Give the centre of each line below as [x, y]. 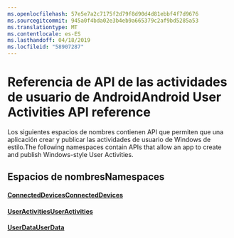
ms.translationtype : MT [43, 27]
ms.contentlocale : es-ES [44, 34]
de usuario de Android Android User [115, 97]
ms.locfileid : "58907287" [46, 47]
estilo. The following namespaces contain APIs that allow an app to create [115, 147]
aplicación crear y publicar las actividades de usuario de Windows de [109, 139]
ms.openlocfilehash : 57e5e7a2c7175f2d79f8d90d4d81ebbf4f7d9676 [103, 14]
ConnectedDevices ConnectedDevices [65, 195]
